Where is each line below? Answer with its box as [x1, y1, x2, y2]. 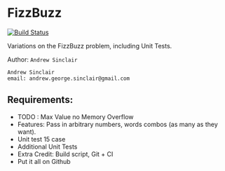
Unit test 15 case [17, 135, 66, 143]
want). [17, 128, 36, 136]
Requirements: [7, 94, 74, 106]
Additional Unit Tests [17, 142, 78, 151]
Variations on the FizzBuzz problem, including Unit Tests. [7, 41, 172, 50]
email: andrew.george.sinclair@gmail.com [7, 75, 130, 82]
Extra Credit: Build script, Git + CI [17, 149, 114, 158]
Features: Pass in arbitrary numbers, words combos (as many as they [17, 120, 219, 128]
